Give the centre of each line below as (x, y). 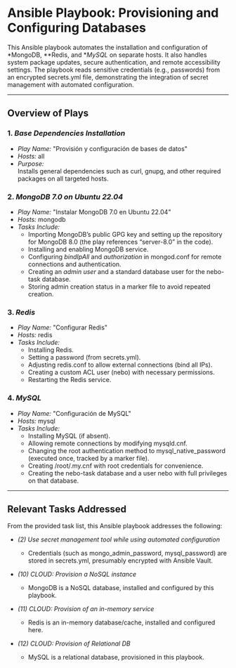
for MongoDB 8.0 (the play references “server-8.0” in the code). (120, 242)
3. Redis (21, 312)
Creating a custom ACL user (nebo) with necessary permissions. (122, 372)
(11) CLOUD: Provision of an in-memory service (86, 609)
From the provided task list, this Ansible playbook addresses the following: (115, 526)
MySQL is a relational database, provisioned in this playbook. (116, 657)
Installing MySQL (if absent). (69, 435)
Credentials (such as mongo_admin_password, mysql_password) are (127, 554)
